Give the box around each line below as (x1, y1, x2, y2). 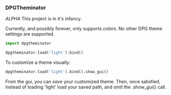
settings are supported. (5, 31, 55, 37)
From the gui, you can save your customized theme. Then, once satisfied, (5, 78, 161, 84)
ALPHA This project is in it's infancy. (5, 16, 82, 22)
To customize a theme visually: (5, 59, 71, 65)
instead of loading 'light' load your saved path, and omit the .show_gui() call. (5, 84, 166, 90)
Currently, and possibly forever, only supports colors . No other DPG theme (5, 26, 163, 32)
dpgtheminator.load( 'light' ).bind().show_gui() (5, 69, 109, 75)
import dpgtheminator (5, 41, 52, 46)
